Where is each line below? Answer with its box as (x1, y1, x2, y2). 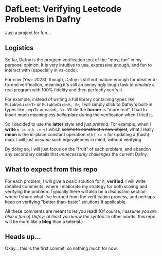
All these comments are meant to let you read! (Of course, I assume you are (5, 208, 157, 214)
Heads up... (5, 232, 41, 241)
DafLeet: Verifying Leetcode (5, 3, 122, 15)
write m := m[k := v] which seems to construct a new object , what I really (5, 126, 154, 132)
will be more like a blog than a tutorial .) (5, 219, 83, 224)
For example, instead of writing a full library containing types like (5, 96, 135, 102)
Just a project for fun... (5, 30, 51, 35)
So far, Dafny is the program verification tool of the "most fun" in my (5, 57, 142, 63)
